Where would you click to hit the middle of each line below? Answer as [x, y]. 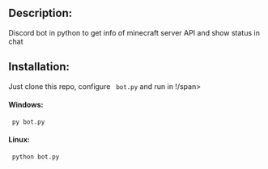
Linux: [19, 140]
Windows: [26, 105]
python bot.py [36, 157]
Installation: [39, 67]
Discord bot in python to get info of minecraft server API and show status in [134, 32]
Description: [40, 13]
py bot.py [28, 122]
